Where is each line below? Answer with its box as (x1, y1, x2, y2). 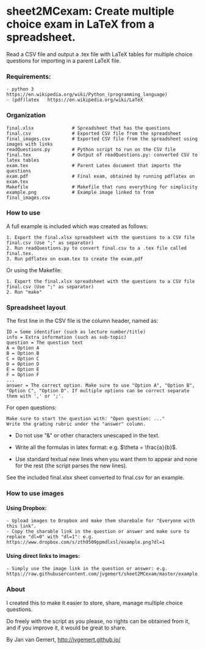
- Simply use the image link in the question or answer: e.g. (6, 566, 168, 572)
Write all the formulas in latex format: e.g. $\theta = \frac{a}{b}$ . (15, 443, 178, 451)
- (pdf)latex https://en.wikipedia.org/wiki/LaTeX (6, 97, 143, 103)
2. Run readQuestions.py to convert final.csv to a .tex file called (6, 245, 187, 251)
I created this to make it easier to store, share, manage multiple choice (6, 599, 183, 606)
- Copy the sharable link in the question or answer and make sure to (6, 528, 190, 535)
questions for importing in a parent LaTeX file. (6, 57, 121, 64)
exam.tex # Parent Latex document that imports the (6, 162, 182, 169)
